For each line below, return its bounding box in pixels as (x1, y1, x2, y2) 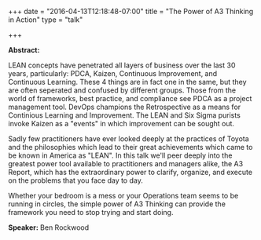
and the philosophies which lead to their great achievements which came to (8, 143, 253, 151)
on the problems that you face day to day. (8, 176, 143, 185)
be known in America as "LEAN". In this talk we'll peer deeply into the (8, 151, 233, 160)
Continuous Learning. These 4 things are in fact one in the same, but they (8, 78, 247, 86)
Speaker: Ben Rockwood (8, 223, 90, 232)
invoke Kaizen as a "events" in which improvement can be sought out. (8, 119, 234, 128)
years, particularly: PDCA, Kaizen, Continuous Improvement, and (8, 69, 218, 78)
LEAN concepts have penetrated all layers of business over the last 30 (8, 60, 236, 70)
